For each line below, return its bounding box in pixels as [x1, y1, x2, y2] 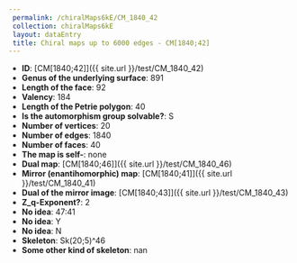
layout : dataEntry [12, 30, 82, 39]
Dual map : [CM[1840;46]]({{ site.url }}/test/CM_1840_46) [21, 159, 232, 169]
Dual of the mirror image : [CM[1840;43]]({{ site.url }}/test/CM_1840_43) [21, 187, 289, 198]
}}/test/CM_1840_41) [21, 177, 96, 189]
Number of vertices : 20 [21, 121, 111, 131]
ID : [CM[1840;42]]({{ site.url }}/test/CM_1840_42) [21, 63, 204, 74]
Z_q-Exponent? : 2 [21, 197, 91, 208]
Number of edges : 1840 [21, 130, 112, 141]
